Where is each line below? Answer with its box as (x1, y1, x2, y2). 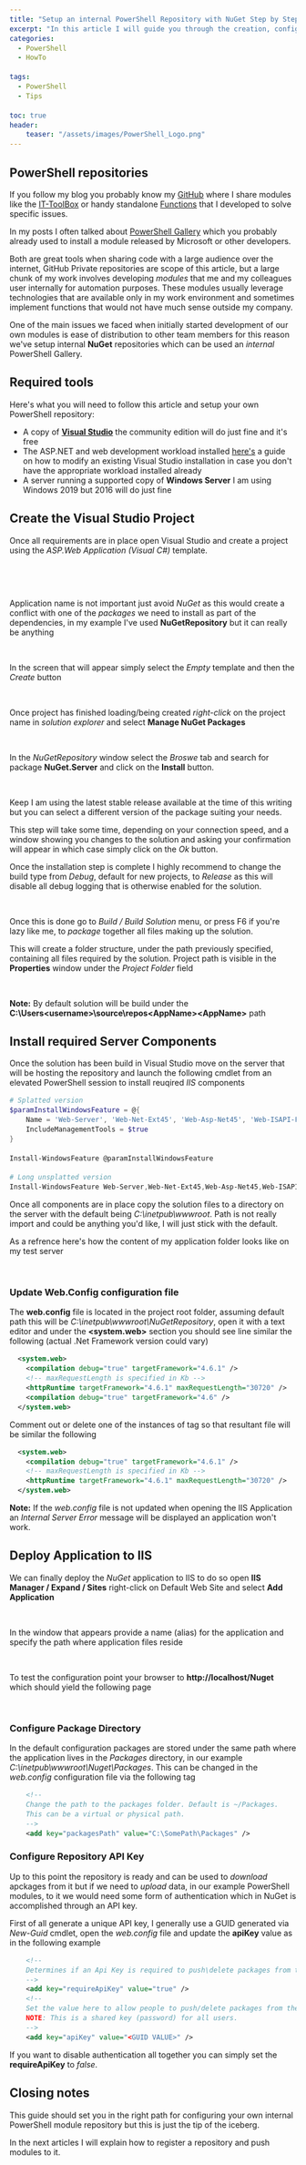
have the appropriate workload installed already (22, 465, 202, 475)
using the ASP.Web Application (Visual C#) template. (9, 545, 208, 556)
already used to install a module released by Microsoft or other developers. (9, 235, 291, 246)
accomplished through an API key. (9, 1900, 138, 1911)
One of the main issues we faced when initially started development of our (9, 319, 289, 330)
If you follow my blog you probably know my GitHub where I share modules (9, 189, 291, 199)
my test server (9, 1246, 64, 1257)
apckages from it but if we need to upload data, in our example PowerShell (9, 1881, 290, 1892)
